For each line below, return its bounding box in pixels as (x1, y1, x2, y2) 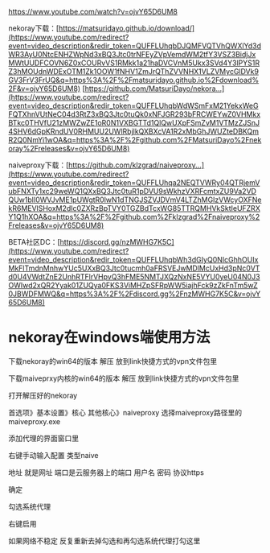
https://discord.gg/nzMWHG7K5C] (59, 237, 174, 246)
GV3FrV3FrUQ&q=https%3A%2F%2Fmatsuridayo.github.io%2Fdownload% (8, 76, 260, 85)
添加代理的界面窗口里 (8, 433, 79, 443)
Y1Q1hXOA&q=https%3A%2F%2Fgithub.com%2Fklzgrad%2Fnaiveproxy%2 (8, 213, 260, 221)
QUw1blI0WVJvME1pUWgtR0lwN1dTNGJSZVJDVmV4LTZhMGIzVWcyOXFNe (8, 195, 262, 204)
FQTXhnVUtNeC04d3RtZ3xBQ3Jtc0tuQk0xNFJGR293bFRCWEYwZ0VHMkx (8, 109, 261, 119)
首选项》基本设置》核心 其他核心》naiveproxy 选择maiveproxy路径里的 (8, 407, 243, 417)
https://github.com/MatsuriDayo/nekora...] (84, 84, 225, 93)
